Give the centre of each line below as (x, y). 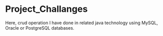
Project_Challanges (46, 9)
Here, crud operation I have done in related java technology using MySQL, (81, 23)
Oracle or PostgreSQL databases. (40, 28)
